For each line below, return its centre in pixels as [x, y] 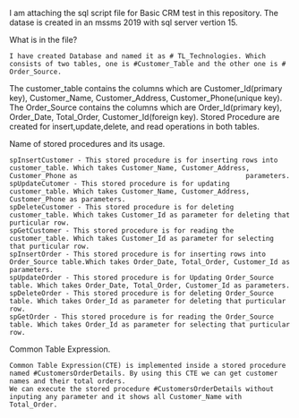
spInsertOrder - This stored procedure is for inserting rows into [138, 254]
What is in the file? [43, 40]
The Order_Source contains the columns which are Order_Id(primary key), [145, 107]
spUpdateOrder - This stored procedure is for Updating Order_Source [142, 277]
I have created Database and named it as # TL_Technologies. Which [138, 56]
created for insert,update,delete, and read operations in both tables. [134, 126]
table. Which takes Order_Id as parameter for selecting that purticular [150, 325]
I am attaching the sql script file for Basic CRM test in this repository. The [144, 13]
